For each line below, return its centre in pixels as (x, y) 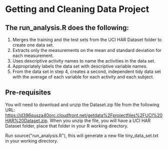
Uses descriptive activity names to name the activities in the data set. (84, 61)
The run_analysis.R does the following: (67, 28)
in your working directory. (32, 140)
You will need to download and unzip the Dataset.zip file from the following (82, 104)
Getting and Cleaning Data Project (77, 9)
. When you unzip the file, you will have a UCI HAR (99, 120)
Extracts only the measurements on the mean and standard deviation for (87, 50)
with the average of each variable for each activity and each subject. (83, 77)
